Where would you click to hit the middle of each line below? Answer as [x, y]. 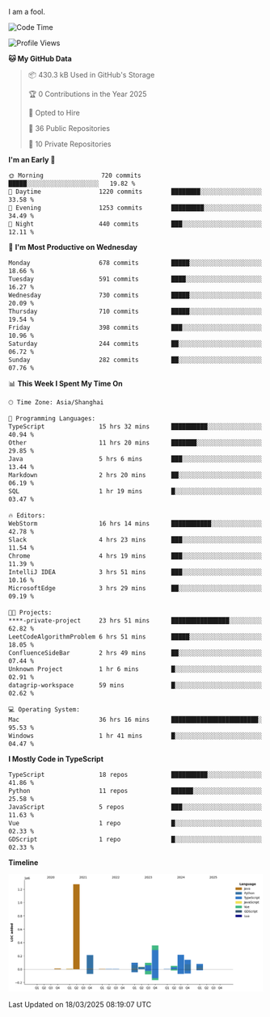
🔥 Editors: [27, 516]
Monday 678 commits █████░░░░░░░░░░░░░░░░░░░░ [135, 263]
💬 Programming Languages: [52, 419]
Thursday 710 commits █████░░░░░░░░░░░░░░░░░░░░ [135, 311]
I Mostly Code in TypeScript [56, 759]
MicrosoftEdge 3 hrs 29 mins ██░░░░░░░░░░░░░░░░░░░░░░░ [135, 589]
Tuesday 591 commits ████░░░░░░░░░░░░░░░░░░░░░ [135, 279]
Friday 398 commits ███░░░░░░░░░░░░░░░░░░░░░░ [135, 327]
